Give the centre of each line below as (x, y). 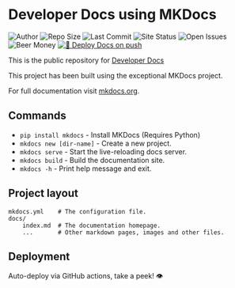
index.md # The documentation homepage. (91, 225)
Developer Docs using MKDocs (112, 15)
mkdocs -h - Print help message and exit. (85, 169)
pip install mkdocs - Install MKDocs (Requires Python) (110, 135)
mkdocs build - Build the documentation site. (92, 160)
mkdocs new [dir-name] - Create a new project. (95, 143)
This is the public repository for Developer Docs (86, 60)
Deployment (39, 256)
